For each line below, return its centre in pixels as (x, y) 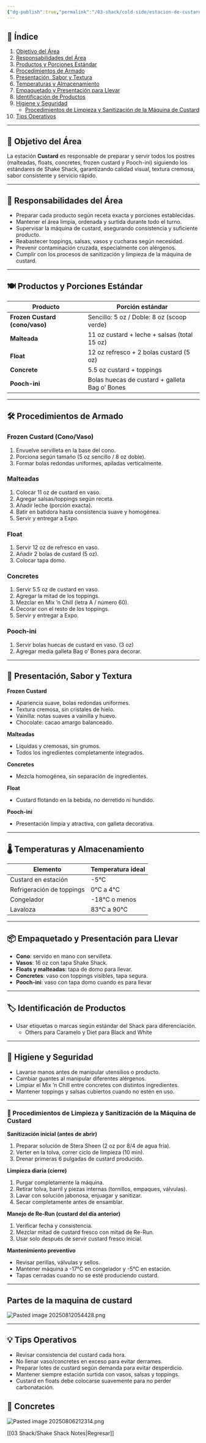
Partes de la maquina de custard (70, 1300)
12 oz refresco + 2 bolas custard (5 (139, 352)
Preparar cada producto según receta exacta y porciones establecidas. (105, 215)
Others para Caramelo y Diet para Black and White (88, 1032)
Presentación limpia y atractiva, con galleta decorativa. (85, 824)
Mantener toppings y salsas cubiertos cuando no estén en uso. (95, 1091)
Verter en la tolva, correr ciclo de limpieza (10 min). (80, 1153)
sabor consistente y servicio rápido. (52, 175)
